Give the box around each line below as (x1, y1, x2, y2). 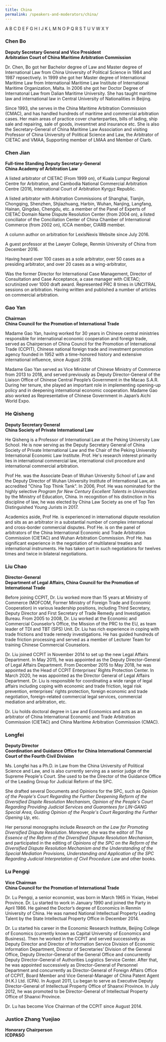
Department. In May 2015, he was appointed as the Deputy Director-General (5, 657, 161, 663)
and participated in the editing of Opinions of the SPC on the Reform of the (5, 840, 158, 846)
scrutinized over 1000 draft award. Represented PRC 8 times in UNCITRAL (5, 281, 157, 288)
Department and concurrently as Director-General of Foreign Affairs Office (5, 967, 158, 973)
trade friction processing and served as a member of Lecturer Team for (5, 636, 151, 642)
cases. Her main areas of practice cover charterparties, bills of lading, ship (5, 116, 158, 122)
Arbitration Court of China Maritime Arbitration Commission (5, 54, 131, 60)
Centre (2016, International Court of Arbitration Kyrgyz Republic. (5, 186, 136, 192)
